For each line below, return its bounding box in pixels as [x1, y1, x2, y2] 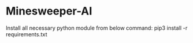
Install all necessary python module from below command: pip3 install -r [5, 24, 188, 31]
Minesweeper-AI [5, 4, 92, 18]
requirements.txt [5, 30, 48, 38]
